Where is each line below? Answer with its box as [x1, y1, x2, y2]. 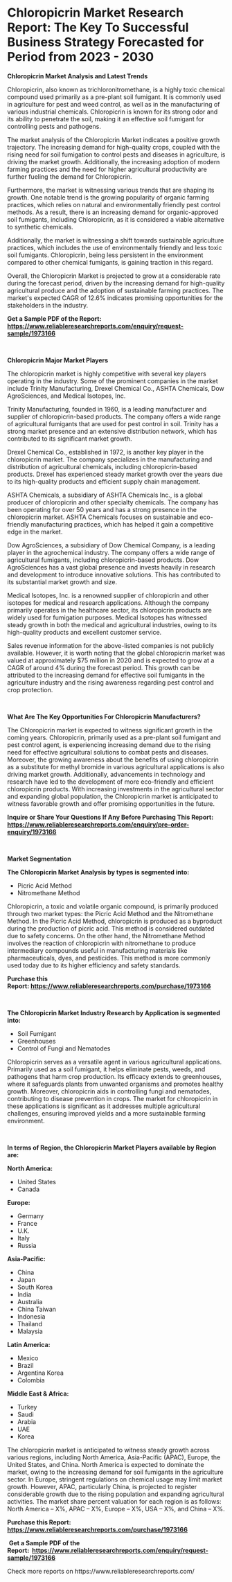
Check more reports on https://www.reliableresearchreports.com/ [7, 1567, 195, 1575]
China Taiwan [17, 1305, 57, 1313]
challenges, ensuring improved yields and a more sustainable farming [7, 1109, 206, 1117]
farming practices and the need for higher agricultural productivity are [7, 165, 208, 173]
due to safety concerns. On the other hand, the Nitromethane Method [7, 931, 206, 940]
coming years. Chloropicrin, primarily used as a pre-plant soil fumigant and [7, 733, 222, 741]
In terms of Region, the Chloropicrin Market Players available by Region [7, 1143, 217, 1152]
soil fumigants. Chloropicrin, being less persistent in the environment [7, 251, 204, 259]
